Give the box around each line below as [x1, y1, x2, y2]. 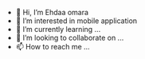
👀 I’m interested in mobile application [15, 16, 138, 26]
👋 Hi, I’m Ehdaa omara [15, 8, 89, 17]
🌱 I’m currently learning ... [15, 25, 101, 33]
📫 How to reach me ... [15, 42, 90, 51]
